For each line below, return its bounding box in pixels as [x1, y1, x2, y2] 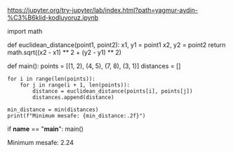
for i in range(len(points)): [7, 75, 96, 82]
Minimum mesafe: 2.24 [7, 139, 74, 146]
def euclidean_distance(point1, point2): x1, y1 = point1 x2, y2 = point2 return [7, 41, 226, 49]
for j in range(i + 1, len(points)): [20, 82, 131, 89]
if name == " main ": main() [7, 125, 84, 133]
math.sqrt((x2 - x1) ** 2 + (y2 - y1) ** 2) [7, 49, 121, 56]
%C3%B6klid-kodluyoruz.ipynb [7, 13, 99, 22]
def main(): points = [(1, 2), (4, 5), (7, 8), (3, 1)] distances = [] [7, 62, 181, 70]
